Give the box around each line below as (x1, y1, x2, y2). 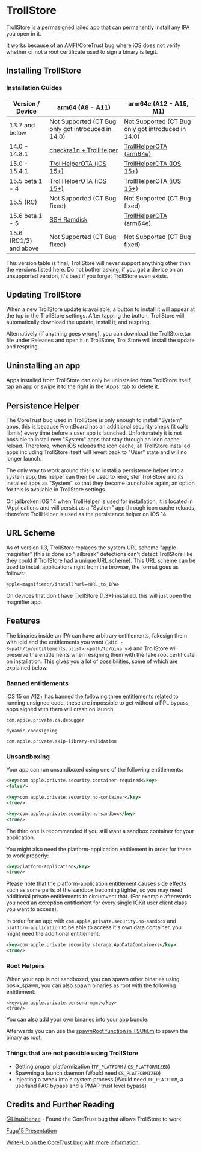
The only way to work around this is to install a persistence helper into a (6, 467, 185, 474)
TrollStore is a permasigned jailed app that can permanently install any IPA (6, 24, 190, 31)
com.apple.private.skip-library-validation (6, 738, 117, 744)
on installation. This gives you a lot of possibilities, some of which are (6, 658, 178, 665)
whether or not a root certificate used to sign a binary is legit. (6, 48, 158, 55)
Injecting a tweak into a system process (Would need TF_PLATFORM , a (14, 1075, 183, 1083)
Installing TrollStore (6, 66, 81, 76)
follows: (6, 569, 26, 577)
